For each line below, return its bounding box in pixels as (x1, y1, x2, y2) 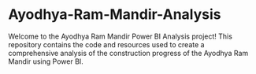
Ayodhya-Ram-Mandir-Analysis (8, 6, 222, 24)
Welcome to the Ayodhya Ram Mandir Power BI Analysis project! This (8, 31, 232, 41)
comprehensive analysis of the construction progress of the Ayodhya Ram (8, 48, 249, 57)
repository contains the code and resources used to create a (8, 39, 205, 49)
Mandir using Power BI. (8, 57, 84, 66)
